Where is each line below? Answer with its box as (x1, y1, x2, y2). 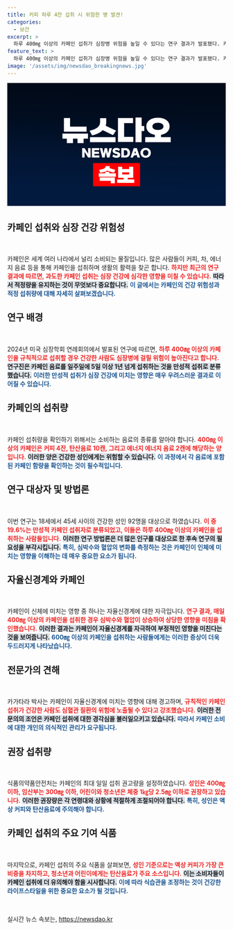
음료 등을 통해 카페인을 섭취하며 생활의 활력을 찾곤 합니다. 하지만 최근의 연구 (14, 263, 219, 272)
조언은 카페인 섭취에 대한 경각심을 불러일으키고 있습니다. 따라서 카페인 (25, 715, 213, 723)
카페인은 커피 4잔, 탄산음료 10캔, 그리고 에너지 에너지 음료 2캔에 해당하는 (19, 443, 215, 452)
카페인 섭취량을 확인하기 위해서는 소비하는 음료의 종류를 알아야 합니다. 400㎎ (7, 435, 216, 443)
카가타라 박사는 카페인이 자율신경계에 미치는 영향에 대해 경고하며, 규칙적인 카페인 (7, 697, 225, 705)
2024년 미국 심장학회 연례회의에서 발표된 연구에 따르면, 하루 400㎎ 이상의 (7, 345, 209, 353)
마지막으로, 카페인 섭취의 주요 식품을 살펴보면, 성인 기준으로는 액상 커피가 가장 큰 (7, 860, 224, 869)
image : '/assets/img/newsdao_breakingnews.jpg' (7, 63, 148, 70)
